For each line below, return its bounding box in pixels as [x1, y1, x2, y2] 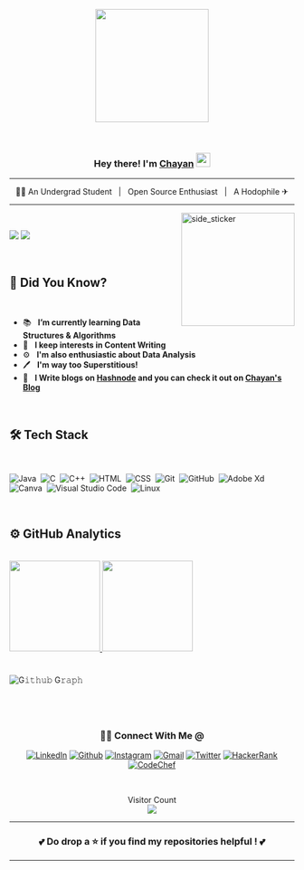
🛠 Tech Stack [9, 426, 89, 443]
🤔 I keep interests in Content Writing [22, 339, 166, 350]
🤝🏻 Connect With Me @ [99, 730, 205, 742]
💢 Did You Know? [9, 274, 108, 290]
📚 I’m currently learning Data [22, 317, 141, 328]
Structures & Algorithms [22, 330, 116, 341]
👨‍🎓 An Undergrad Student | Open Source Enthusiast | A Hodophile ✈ [14, 186, 290, 197]
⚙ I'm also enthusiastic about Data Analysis [22, 349, 196, 360]
